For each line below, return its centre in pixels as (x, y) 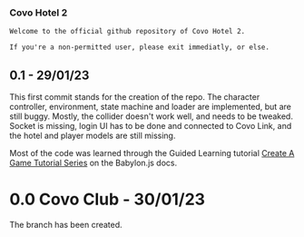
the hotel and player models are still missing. (93, 136)
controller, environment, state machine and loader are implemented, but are (151, 107)
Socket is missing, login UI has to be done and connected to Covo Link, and (151, 126)
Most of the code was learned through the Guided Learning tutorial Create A (152, 153)
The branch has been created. (66, 225)
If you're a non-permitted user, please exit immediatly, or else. (140, 47)
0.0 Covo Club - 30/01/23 (108, 199)
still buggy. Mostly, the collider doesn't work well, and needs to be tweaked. (151, 116)
